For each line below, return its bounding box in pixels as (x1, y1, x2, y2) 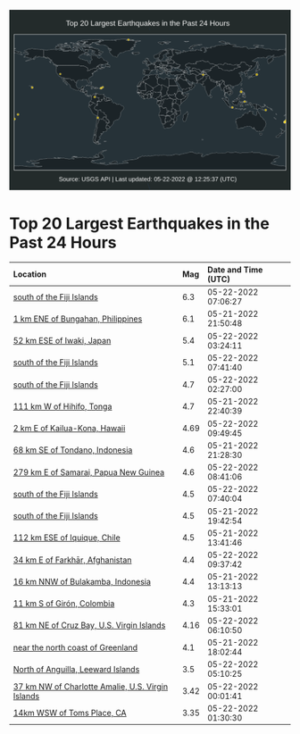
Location (12, 269, 47, 279)
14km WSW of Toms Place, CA (12, 707, 127, 719)
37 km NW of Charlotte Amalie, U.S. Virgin (12, 680, 168, 692)
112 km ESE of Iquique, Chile (12, 532, 121, 543)
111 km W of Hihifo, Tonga (12, 401, 112, 412)
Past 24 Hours (9, 232, 117, 253)
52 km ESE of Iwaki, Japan (12, 336, 112, 346)
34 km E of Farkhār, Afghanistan (12, 555, 132, 565)
